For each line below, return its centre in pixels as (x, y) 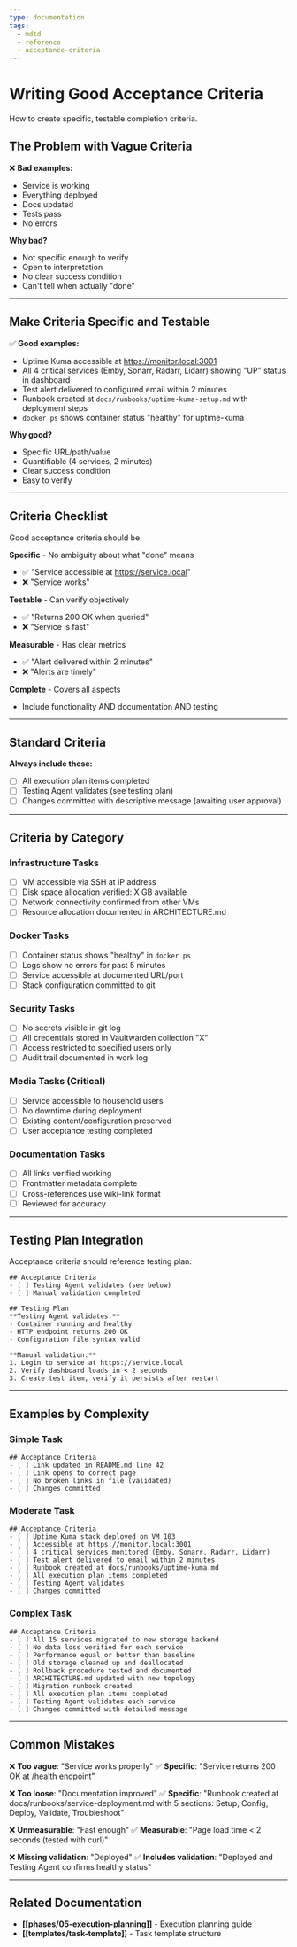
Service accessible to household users (92, 1100)
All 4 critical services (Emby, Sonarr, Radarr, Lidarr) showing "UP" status (154, 370)
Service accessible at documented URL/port (103, 974)
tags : (19, 26)
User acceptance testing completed (87, 1131)
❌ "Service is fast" (56, 626)
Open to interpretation (62, 267)
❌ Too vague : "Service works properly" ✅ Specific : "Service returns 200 (142, 1766)
